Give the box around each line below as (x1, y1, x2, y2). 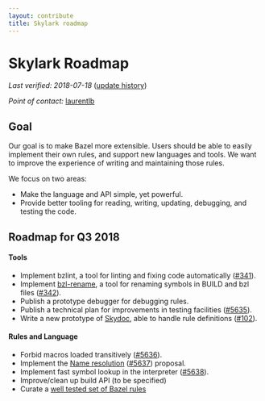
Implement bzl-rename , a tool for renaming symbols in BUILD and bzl (19, 279, 250, 289)
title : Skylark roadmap (8, 19, 89, 27)
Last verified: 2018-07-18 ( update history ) (8, 81, 147, 90)
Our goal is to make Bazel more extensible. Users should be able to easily (8, 141, 252, 151)
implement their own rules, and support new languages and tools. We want (8, 150, 257, 160)
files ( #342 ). (19, 287, 62, 297)
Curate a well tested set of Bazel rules (19, 384, 147, 394)
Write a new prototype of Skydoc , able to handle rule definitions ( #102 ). (19, 313, 258, 323)
